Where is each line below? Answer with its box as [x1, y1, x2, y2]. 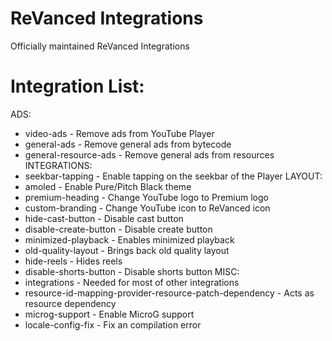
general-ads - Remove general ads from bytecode [24, 138, 232, 150]
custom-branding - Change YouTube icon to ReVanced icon [24, 202, 271, 214]
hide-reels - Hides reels [24, 255, 123, 267]
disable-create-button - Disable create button [24, 223, 213, 235]
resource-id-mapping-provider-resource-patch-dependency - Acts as [24, 287, 315, 299]
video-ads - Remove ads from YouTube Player [24, 127, 215, 139]
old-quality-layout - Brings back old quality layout [24, 244, 230, 256]
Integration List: [10, 75, 145, 98]
